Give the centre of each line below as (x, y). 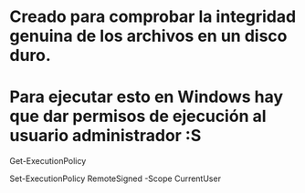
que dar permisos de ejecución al (138, 117)
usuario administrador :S (105, 136)
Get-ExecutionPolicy (48, 161)
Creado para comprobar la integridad (153, 17)
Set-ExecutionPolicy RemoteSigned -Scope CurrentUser (116, 178)
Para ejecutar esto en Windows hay (147, 97)
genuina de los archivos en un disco (148, 36)
